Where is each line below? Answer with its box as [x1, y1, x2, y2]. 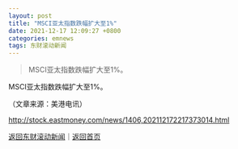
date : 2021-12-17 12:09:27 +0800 [8, 27, 121, 35]
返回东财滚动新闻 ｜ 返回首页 [8, 132, 101, 142]
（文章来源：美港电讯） [8, 99, 87, 109]
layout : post [8, 11, 53, 20]
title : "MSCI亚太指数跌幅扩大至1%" [8, 19, 117, 27]
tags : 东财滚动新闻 [8, 42, 67, 50]
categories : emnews [8, 34, 74, 43]
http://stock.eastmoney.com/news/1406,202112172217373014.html [8, 115, 230, 125]
